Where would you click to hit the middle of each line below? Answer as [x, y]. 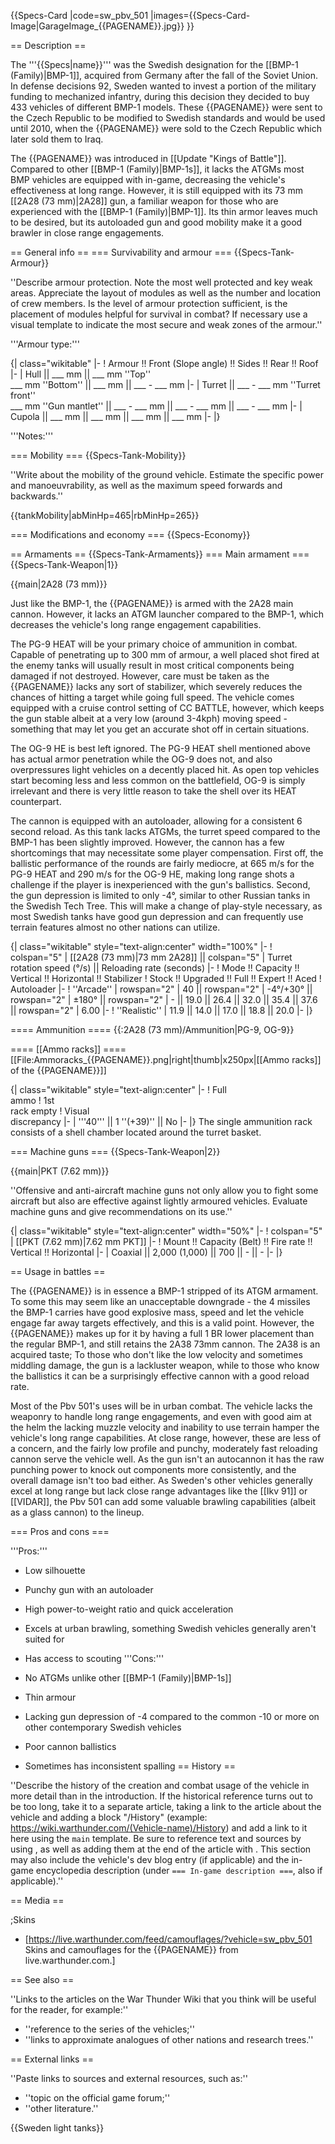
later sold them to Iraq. [57, 139]
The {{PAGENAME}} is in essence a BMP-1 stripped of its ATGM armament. [164, 1291]
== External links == [52, 2059]
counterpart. [36, 801]
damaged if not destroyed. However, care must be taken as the [140, 676]
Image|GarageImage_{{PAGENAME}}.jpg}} [97, 26]
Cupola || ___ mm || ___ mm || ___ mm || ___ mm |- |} [115, 416]
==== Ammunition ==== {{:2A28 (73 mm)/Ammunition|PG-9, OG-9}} [152, 1029]
